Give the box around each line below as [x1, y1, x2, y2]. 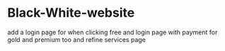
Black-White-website [7, 5, 135, 21]
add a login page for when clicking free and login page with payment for [7, 28, 218, 36]
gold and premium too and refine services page [7, 35, 146, 43]
